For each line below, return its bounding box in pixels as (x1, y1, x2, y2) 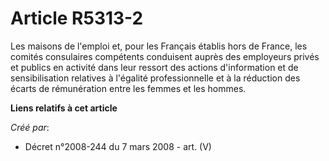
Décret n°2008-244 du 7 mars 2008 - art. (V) (24, 140, 212, 152)
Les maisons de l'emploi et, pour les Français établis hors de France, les (10, 40, 308, 52)
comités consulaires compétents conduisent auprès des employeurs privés (10, 50, 320, 62)
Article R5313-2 (10, 7, 144, 30)
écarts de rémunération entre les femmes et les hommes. (10, 82, 247, 94)
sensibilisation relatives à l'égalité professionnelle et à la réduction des (10, 72, 301, 84)
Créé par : (10, 121, 50, 133)
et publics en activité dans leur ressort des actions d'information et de (10, 61, 299, 73)
